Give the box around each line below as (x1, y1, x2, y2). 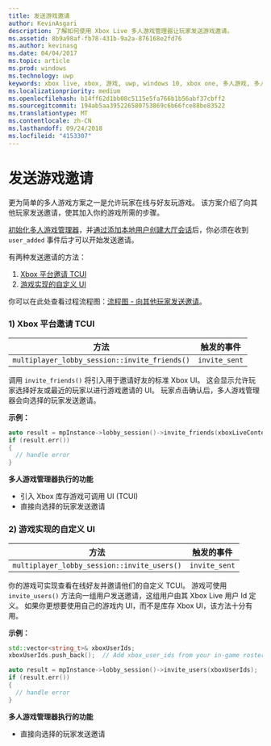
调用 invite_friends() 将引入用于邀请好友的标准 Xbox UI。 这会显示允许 (8, 375, 249, 384)
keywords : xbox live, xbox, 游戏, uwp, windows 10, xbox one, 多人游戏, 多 (8, 79, 261, 87)
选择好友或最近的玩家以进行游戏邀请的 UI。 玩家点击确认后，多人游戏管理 (15, 385, 261, 395)
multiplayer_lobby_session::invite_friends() (12, 355, 190, 364)
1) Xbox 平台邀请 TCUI (8, 318, 95, 329)
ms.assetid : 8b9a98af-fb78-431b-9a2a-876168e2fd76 (8, 34, 182, 43)
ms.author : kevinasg (8, 42, 78, 50)
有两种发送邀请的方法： (8, 252, 86, 262)
